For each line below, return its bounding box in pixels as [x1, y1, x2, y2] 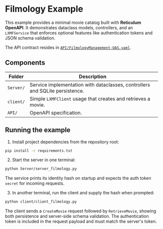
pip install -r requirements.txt [5, 148, 73, 153]
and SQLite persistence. [30, 87, 84, 94]
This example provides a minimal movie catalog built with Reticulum [5, 19, 142, 25]
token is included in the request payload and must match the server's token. [5, 218, 157, 225]
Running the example [5, 126, 71, 134]
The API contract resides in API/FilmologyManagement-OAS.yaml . [5, 44, 131, 50]
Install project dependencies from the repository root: [12, 139, 119, 145]
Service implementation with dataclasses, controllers [30, 81, 150, 88]
